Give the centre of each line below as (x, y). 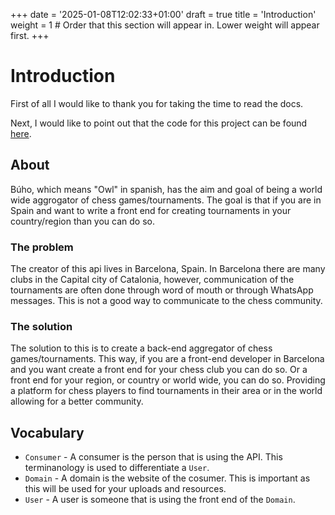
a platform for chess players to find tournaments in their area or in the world (166, 391)
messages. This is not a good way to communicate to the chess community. (166, 301)
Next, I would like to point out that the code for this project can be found (159, 123)
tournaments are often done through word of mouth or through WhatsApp (162, 290)
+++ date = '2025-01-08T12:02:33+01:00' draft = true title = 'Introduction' (163, 14)
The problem (42, 247)
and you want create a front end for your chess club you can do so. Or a (159, 370)
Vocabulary (47, 432)
